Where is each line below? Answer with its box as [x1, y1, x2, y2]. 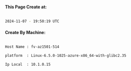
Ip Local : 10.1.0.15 [5, 62, 51, 67]
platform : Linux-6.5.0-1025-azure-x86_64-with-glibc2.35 [5, 53, 127, 58]
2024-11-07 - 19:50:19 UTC [5, 19, 59, 24]
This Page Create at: [5, 4, 47, 10]
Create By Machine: [5, 29, 46, 35]
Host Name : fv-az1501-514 [5, 44, 59, 50]
